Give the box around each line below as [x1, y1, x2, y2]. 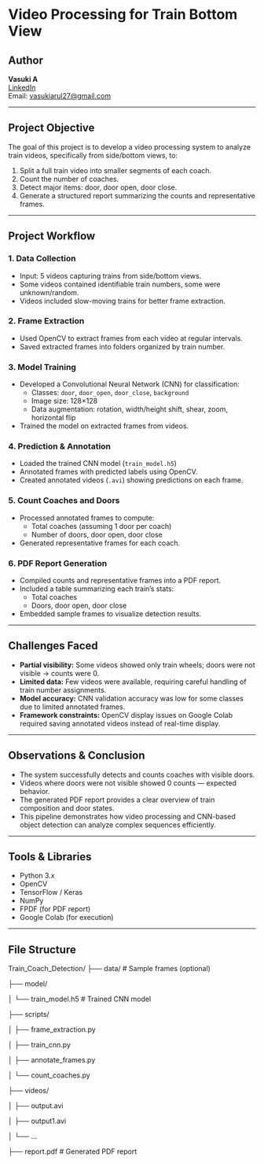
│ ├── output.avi [8, 1101, 64, 1110]
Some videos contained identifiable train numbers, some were [19, 279, 221, 289]
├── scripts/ [8, 1010, 49, 1019]
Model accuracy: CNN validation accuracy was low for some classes [19, 693, 244, 703]
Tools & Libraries [8, 850, 92, 863]
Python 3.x [19, 871, 55, 881]
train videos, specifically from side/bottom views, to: [8, 150, 178, 160]
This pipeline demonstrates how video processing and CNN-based [19, 811, 236, 821]
